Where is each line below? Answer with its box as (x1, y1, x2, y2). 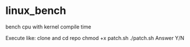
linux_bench (5, 4, 66, 17)
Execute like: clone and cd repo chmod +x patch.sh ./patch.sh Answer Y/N (5, 34, 185, 41)
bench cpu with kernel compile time (5, 23, 92, 30)
